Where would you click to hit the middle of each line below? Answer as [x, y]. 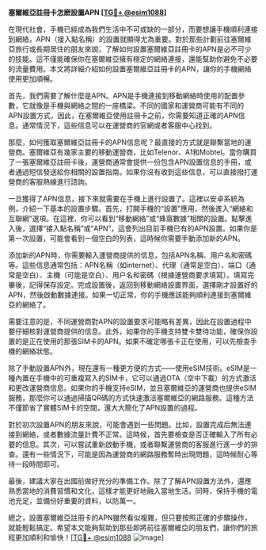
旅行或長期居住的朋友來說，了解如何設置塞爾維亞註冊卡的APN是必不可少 [133, 49]
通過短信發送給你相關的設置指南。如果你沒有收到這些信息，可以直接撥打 [133, 172]
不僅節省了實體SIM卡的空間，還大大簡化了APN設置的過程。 [105, 408]
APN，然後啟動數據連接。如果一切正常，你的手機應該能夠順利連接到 [120, 295]
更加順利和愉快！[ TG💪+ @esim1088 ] [89, 537]
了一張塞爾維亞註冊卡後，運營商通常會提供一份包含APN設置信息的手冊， [127, 162]
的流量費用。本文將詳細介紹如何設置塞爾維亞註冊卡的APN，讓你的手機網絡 [130, 69]
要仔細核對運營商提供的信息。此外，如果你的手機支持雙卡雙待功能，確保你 [129, 331]
